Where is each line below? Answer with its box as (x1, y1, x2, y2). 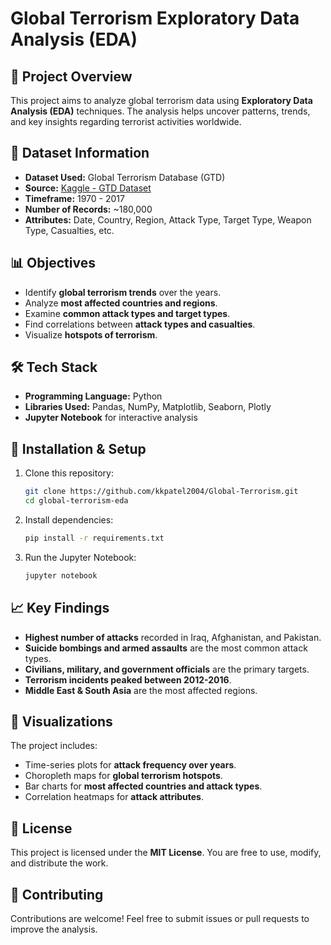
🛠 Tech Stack (10, 359, 98, 376)
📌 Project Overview (10, 68, 133, 85)
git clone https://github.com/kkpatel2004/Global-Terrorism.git (24, 487, 299, 497)
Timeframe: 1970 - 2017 (24, 192, 125, 204)
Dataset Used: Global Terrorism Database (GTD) (24, 171, 226, 183)
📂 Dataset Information (10, 145, 150, 162)
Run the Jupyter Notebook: (24, 551, 137, 563)
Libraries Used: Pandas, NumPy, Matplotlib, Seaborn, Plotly (24, 401, 272, 413)
